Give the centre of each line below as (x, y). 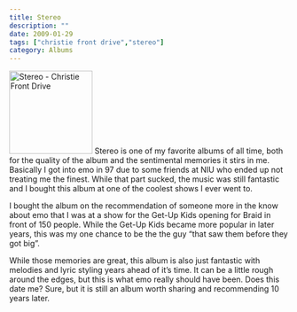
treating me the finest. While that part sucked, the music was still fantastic (145, 179)
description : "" (39, 26)
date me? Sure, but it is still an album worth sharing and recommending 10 (144, 289)
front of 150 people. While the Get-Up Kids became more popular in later (142, 225)
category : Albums (41, 51)
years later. (30, 299)
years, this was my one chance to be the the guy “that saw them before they (148, 234)
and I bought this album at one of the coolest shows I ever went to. (131, 189)
